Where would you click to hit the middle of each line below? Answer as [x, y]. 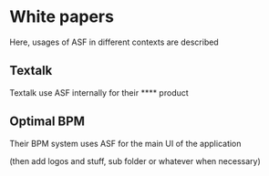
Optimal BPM [47, 122]
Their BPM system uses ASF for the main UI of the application [125, 143]
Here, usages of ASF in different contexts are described [114, 42]
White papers [62, 17]
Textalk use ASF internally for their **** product [99, 92]
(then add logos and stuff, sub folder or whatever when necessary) [135, 160]
